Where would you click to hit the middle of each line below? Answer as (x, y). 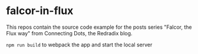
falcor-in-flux (40, 11)
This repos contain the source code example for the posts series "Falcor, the (99, 27)
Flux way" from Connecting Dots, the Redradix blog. (69, 33)
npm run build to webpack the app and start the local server (79, 45)
